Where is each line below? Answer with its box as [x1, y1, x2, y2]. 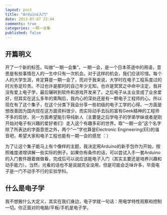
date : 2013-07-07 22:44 [5, 16, 55, 21]
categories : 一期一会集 [5, 26, 51, 31]
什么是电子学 [5, 184, 45, 193]
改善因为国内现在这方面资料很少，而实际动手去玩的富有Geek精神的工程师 [9, 107, 160, 113]
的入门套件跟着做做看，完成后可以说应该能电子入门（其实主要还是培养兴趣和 [5, 155, 162, 162]
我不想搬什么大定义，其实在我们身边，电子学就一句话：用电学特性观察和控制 [5, 198, 162, 204]
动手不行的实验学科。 [26, 168, 71, 174]
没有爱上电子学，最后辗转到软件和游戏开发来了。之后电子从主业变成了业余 [5, 89, 158, 95]
